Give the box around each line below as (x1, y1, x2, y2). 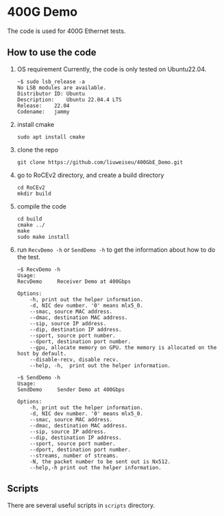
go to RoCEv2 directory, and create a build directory (16, 171, 164, 179)
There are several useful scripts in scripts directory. (7, 501, 155, 509)
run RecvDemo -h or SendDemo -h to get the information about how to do (16, 245, 216, 254)
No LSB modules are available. (16, 84, 107, 91)
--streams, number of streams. (29, 452, 119, 459)
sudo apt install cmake (16, 133, 86, 141)
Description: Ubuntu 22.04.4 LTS (16, 96, 122, 103)
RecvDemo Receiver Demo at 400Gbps (16, 278, 132, 285)
